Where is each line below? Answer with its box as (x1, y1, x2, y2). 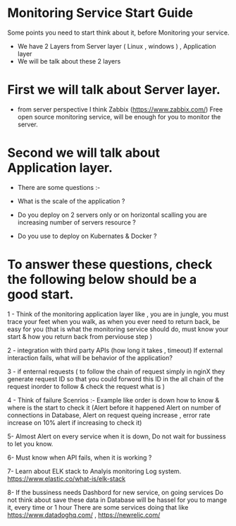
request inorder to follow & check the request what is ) (7, 382, 166, 390)
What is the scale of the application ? (17, 196, 125, 205)
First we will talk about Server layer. (7, 82, 221, 98)
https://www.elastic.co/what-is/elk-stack (7, 474, 125, 483)
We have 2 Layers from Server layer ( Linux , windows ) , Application (17, 42, 216, 50)
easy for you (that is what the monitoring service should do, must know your (7, 325, 229, 333)
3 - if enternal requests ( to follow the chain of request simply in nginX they (7, 367, 225, 376)
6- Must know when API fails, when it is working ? (7, 453, 152, 462)
